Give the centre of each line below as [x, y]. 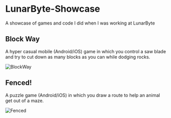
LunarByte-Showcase [53, 9]
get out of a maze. [25, 101]
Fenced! [19, 83]
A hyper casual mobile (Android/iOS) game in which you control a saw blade [86, 51]
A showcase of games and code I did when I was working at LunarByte [80, 23]
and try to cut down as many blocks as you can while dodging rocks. [78, 57]
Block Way [23, 39]
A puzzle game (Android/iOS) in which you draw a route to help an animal [83, 95]
